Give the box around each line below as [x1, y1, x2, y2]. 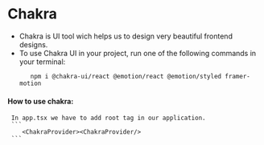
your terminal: [19, 57, 66, 66]
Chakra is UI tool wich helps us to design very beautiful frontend [19, 31, 233, 41]
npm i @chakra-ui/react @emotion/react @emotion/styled [30, 72, 222, 80]
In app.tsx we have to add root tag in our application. [10, 114, 206, 123]
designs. [19, 39, 48, 49]
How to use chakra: [7, 96, 74, 106]
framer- [224, 72, 250, 80]
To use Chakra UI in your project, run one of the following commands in [19, 48, 257, 58]
